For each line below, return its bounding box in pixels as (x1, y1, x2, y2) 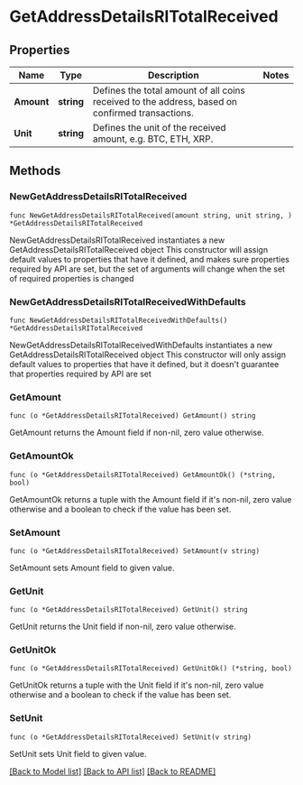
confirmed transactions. (92, 106, 194, 119)
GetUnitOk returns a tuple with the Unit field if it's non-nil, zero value (9, 679, 264, 691)
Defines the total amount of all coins (92, 84, 245, 97)
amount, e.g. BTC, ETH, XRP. (92, 133, 214, 145)
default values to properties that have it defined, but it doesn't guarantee (9, 358, 280, 369)
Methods (9, 163, 61, 179)
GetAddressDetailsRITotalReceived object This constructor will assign (9, 244, 269, 254)
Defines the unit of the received (92, 122, 227, 134)
